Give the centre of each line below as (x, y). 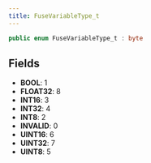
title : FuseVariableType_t (54, 16)
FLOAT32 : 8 (40, 92)
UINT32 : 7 (37, 144)
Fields (24, 63)
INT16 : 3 (35, 100)
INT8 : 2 (33, 118)
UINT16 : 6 (37, 135)
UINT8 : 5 (35, 152)
